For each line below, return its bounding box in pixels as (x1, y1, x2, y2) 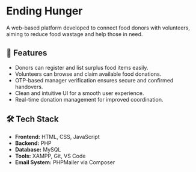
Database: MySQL (14, 146, 61, 153)
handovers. (14, 83, 43, 90)
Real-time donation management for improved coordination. (14, 96, 164, 103)
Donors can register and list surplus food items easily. (14, 64, 149, 71)
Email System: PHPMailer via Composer (14, 158, 115, 166)
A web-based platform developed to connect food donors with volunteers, (6, 24, 191, 31)
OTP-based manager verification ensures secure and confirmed (14, 76, 174, 84)
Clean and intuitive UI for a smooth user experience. (14, 89, 144, 97)
